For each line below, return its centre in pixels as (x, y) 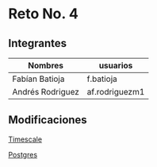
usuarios (116, 66)
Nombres (46, 66)
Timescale (25, 139)
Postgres (23, 154)
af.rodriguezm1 (116, 92)
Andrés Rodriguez (46, 92)
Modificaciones (48, 120)
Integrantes (38, 43)
